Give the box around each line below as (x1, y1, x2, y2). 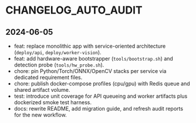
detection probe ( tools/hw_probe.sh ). (13, 61, 104, 68)
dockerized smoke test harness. (13, 99, 92, 106)
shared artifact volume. (13, 87, 70, 93)
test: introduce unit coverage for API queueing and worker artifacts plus (13, 92, 188, 99)
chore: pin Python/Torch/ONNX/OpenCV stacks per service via (13, 68, 167, 74)
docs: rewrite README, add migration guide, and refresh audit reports (13, 105, 183, 112)
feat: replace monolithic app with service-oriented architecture (13, 42, 166, 49)
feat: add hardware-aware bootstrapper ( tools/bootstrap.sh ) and (13, 55, 174, 62)
